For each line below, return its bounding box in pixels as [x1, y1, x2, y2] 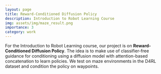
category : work [5, 30, 36, 34]
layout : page [5, 7, 32, 12]
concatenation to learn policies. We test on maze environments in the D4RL [5, 59, 156, 64]
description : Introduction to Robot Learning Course [5, 16, 115, 21]
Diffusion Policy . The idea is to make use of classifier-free [31, 48, 149, 54]
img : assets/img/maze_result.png [5, 20, 73, 26]
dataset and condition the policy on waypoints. [5, 63, 99, 69]
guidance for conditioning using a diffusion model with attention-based [5, 53, 148, 59]
